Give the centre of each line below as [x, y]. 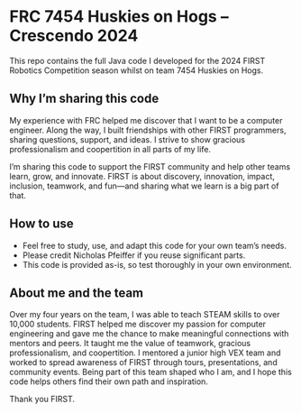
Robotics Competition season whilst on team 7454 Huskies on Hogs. [137, 70]
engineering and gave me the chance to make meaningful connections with [149, 334]
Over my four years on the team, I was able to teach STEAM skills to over [145, 315]
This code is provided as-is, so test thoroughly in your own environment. [157, 264]
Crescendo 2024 [74, 36]
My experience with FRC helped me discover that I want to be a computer [146, 120]
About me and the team [77, 293]
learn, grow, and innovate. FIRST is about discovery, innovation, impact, [142, 176]
